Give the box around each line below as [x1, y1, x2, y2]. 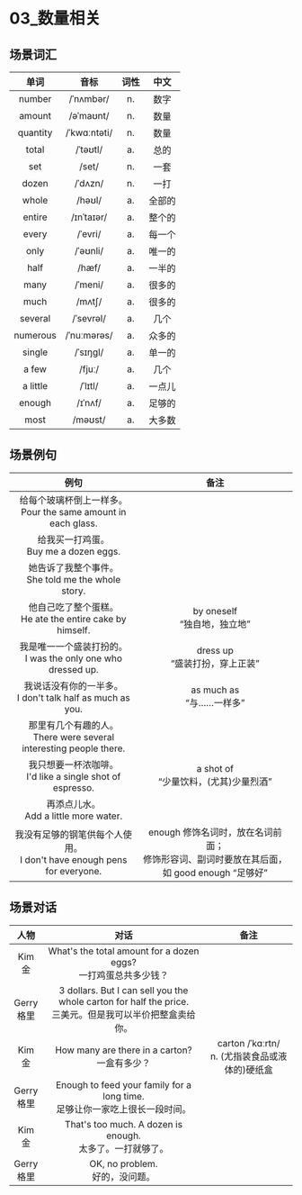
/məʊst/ [72, 413, 106, 426]
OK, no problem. [89, 1157, 158, 1170]
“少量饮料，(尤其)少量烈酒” [157, 775, 272, 788]
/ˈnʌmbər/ [68, 93, 110, 104]
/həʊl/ [75, 195, 102, 206]
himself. [57, 623, 91, 636]
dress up [196, 644, 234, 656]
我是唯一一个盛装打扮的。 [19, 640, 129, 653]
